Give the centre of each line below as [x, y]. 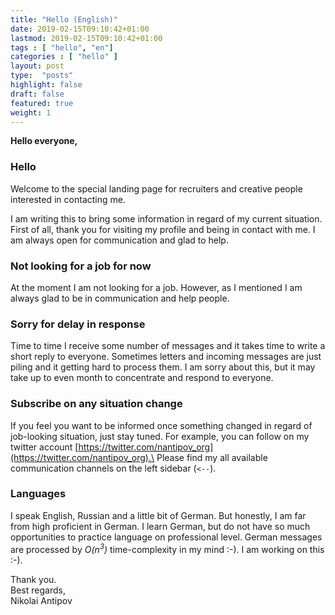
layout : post [37, 66]
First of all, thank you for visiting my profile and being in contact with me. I [163, 229]
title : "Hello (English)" [64, 19]
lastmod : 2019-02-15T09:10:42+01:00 [86, 38]
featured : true [42, 103]
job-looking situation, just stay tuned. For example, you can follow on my [160, 436]
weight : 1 [31, 112]
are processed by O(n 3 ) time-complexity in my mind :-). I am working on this [167, 548]
